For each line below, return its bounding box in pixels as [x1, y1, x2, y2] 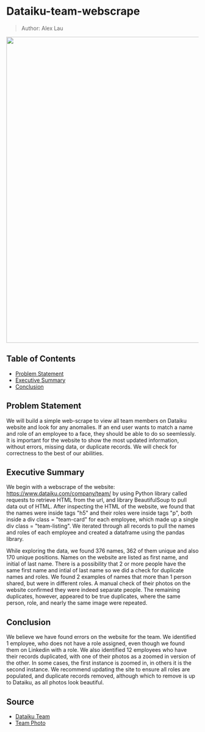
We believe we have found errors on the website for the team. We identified [6, 633, 196, 641]
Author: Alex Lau [21, 24, 63, 32]
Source [6, 697, 35, 707]
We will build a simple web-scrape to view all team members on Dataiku [6, 417, 187, 424]
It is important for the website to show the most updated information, [6, 436, 179, 444]
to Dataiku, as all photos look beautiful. [6, 679, 104, 686]
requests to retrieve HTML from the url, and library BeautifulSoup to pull [6, 496, 187, 504]
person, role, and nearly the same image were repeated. [6, 599, 148, 607]
